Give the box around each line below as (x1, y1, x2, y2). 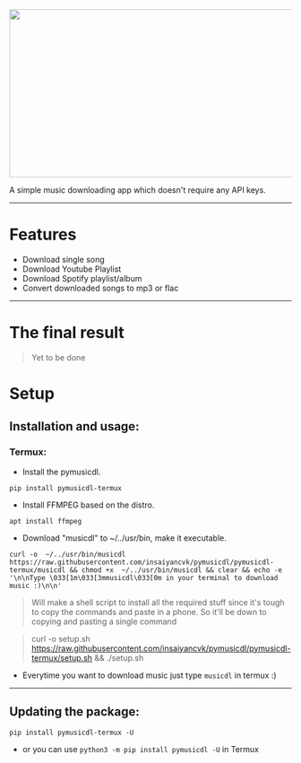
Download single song (21, 254, 105, 264)
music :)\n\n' (9, 581, 63, 590)
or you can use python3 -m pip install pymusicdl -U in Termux (21, 743, 260, 754)
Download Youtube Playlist (21, 264, 122, 274)
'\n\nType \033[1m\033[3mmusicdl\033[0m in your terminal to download (9, 573, 279, 582)
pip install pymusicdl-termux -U (9, 728, 134, 737)
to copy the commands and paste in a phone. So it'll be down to (30, 606, 267, 617)
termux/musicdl (9, 565, 66, 575)
